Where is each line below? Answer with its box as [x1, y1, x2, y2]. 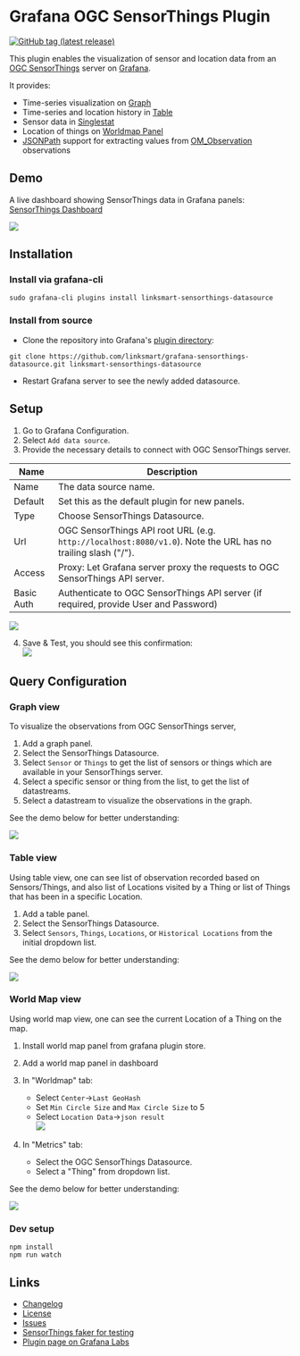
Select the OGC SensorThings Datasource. [35, 1156, 193, 1167]
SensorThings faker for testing [21, 1327, 135, 1337]
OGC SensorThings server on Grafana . [9, 63, 152, 73]
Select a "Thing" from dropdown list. [35, 1166, 171, 1176]
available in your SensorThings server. [21, 767, 163, 778]
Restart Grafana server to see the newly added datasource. [21, 375, 241, 386]
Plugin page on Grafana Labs [21, 1336, 129, 1347]
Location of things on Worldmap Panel [21, 125, 163, 136]
